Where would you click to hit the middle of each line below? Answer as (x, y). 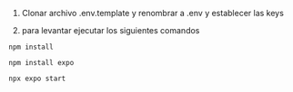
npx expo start (37, 78)
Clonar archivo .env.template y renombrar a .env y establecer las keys (152, 13)
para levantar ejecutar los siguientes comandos (111, 30)
